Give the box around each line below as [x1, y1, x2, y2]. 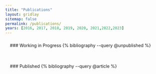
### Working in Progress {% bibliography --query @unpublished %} [9, 43, 151, 49]
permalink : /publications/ [5, 21, 61, 26]
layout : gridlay [5, 12, 39, 17]
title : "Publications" [5, 7, 52, 12]
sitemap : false [5, 16, 37, 21]
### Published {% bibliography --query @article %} [9, 63, 117, 70]
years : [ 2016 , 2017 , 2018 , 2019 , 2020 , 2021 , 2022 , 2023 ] [5, 26, 124, 31]
